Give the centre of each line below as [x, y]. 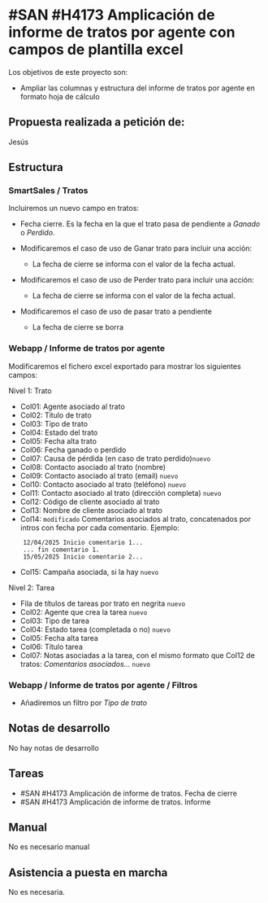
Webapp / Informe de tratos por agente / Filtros [103, 685]
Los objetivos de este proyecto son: [68, 72]
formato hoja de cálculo [60, 96]
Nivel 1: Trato [30, 390]
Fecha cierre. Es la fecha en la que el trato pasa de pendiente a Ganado [140, 224]
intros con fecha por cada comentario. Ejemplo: [100, 528]
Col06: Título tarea [52, 647]
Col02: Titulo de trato [56, 415]
